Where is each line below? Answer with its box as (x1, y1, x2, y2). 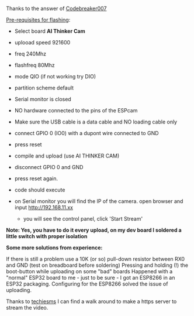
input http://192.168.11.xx (14, 204, 73, 211)
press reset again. (14, 175, 58, 182)
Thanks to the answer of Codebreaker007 (6, 5, 107, 12)
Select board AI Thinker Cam (14, 28, 86, 35)
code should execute (14, 187, 65, 193)
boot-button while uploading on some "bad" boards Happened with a (6, 268, 173, 274)
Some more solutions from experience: (6, 244, 103, 251)
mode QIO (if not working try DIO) (14, 73, 96, 80)
